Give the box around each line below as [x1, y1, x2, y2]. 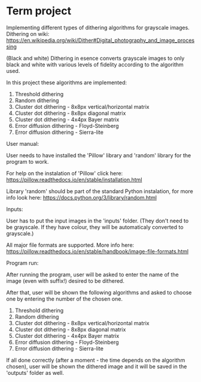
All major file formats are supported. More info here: [6, 241, 135, 249]
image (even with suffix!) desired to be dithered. [6, 277, 124, 285]
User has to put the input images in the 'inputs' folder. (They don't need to [6, 217, 189, 224]
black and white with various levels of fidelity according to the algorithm [6, 61, 184, 68]
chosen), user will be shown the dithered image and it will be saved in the [6, 363, 187, 370]
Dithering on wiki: [6, 30, 50, 37]
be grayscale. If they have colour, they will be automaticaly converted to [6, 223, 184, 231]
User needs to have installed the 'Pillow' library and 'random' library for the [6, 151, 191, 159]
